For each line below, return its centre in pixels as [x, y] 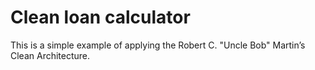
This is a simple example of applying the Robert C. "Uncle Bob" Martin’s [158, 45]
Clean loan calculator [100, 17]
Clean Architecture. [50, 55]
